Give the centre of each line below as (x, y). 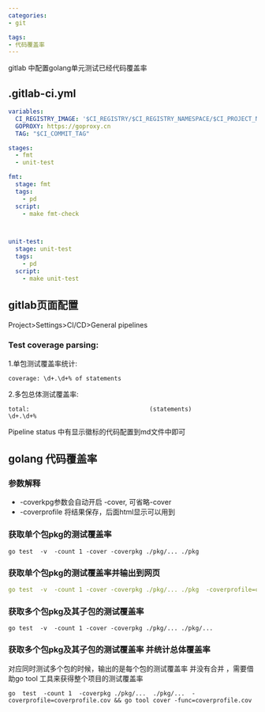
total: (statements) (100, 409)
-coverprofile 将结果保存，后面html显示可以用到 (97, 512)
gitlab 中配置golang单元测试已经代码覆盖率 (78, 68)
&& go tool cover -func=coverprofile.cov (183, 700)
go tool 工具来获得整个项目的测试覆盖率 (79, 678)
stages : (21, 148)
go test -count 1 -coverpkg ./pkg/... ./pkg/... (97, 693)
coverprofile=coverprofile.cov (60, 700)
